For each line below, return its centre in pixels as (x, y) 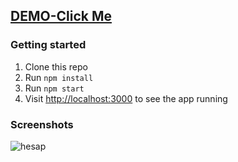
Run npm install (59, 77)
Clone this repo (56, 66)
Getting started (48, 45)
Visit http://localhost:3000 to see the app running (126, 98)
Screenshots (42, 124)
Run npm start (54, 88)
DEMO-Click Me (61, 16)
